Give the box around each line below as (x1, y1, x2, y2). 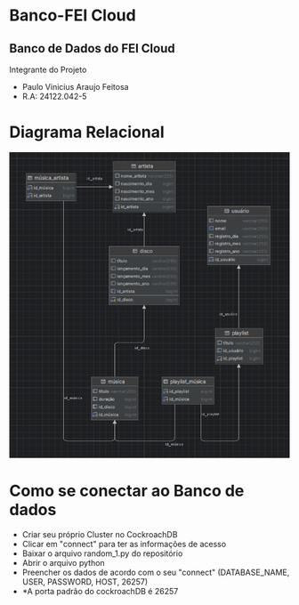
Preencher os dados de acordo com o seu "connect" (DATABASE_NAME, (21, 567, 290, 578)
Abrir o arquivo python (21, 558, 105, 569)
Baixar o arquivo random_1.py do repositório (21, 548, 183, 559)
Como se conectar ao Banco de (9, 481, 245, 501)
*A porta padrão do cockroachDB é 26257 (21, 586, 179, 597)
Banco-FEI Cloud (9, 5, 136, 26)
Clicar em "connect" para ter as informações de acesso (21, 539, 227, 550)
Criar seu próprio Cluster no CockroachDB (21, 529, 178, 540)
